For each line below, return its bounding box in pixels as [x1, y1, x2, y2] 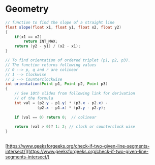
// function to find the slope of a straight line [5, 20, 115, 25]
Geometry [5, 3, 49, 15]
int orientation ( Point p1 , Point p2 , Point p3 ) [5, 81, 108, 87]
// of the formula [14, 96, 53, 101]
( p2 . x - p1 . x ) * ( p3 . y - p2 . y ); [37, 105, 106, 110]
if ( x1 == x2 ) [14, 34, 42, 39]
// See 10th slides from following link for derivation [14, 91, 136, 96]
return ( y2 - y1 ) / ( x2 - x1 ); [14, 44, 81, 49]
